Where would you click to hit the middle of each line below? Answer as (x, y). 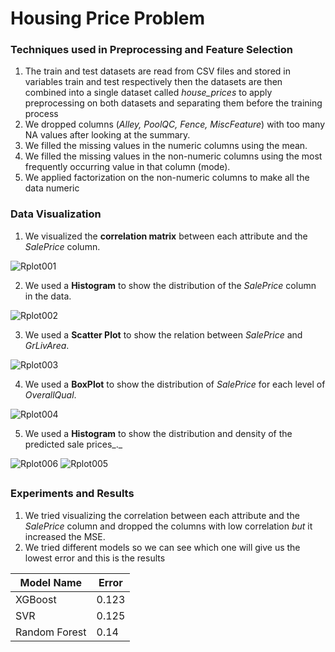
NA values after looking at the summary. (107, 135)
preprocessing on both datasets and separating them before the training (173, 103)
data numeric (52, 188)
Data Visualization (56, 214)
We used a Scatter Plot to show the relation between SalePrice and (163, 334)
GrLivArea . (47, 345)
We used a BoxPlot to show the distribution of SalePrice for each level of (175, 384)
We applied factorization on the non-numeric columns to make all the (167, 178)
